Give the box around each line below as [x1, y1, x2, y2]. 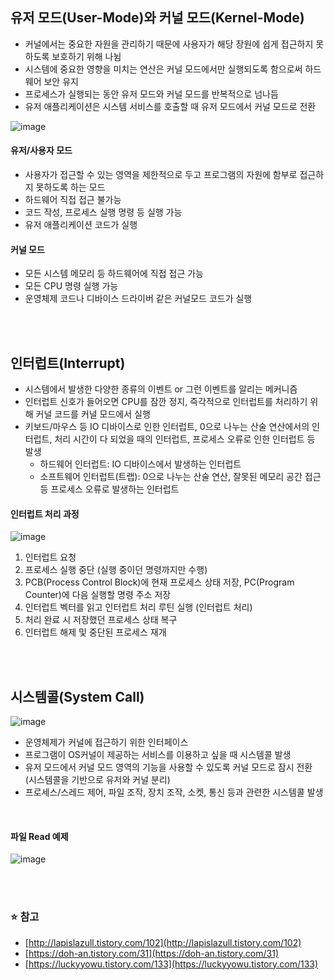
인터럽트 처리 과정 [10, 508, 80, 520]
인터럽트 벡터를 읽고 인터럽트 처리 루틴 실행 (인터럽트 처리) [24, 601, 253, 613]
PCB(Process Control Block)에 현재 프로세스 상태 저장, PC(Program [24, 576, 295, 588]
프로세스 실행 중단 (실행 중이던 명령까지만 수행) [24, 564, 208, 576]
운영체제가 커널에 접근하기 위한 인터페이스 [24, 736, 189, 748]
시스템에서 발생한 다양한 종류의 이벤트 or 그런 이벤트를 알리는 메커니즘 [24, 383, 298, 395]
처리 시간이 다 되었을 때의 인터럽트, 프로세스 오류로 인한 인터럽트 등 [54, 433, 316, 445]
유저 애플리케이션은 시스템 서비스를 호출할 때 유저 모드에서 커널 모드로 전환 [24, 100, 317, 112]
